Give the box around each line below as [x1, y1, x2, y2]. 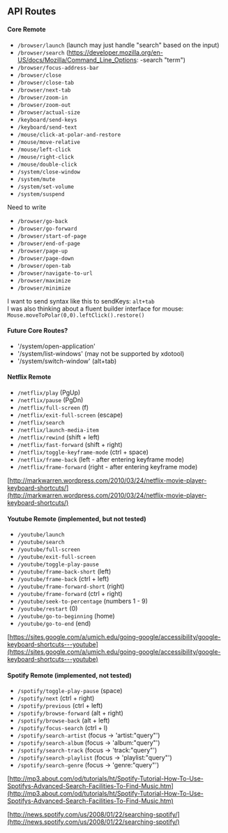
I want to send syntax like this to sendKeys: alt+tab [7, 297, 155, 305]
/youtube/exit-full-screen [17, 554, 96, 561]
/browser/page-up [17, 248, 68, 255]
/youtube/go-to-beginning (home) [17, 612, 115, 620]
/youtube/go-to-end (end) [17, 619, 91, 628]
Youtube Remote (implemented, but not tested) [7, 514, 146, 523]
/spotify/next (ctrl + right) [17, 694, 95, 702]
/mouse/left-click [17, 146, 71, 153]
